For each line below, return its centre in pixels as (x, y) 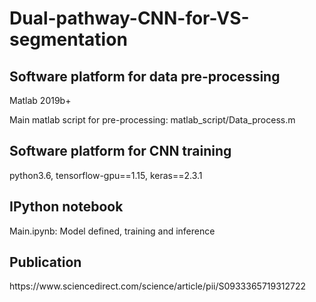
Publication (45, 262)
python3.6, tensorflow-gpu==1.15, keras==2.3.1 (106, 175)
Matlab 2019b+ (40, 100)
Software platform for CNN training (120, 151)
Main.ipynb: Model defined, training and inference (112, 231)
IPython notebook (66, 207)
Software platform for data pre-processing (145, 76)
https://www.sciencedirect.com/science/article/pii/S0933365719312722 (158, 286)
